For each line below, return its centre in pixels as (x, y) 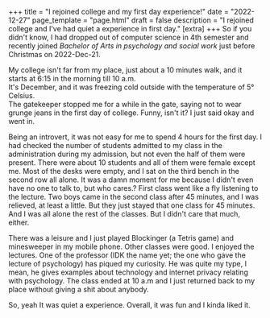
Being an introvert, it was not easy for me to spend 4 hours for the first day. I (135, 137)
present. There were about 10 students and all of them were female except (132, 163)
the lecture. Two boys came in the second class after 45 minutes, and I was (134, 197)
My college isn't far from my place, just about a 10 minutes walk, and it (125, 70)
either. (19, 222)
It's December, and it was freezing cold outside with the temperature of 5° (131, 87)
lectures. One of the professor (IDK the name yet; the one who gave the (127, 255)
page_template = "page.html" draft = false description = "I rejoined (143, 20)
